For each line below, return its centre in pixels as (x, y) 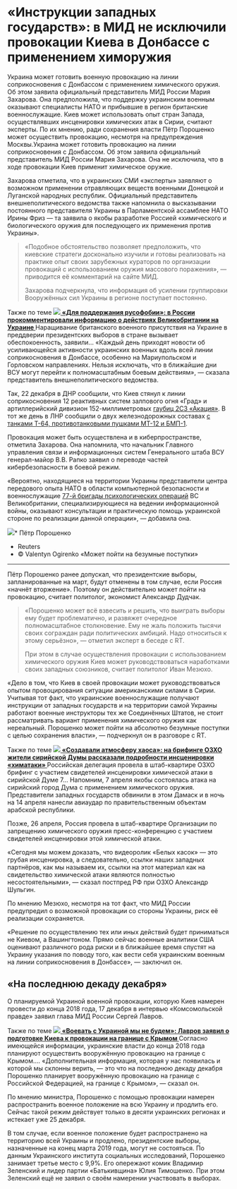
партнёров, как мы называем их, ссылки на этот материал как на (107, 867)
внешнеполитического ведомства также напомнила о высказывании (112, 203)
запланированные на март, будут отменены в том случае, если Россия (115, 581)
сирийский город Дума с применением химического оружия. (101, 787)
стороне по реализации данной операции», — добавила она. (99, 518)
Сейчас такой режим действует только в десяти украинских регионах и (116, 1111)
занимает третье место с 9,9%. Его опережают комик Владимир (105, 1163)
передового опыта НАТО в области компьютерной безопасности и (108, 488)
